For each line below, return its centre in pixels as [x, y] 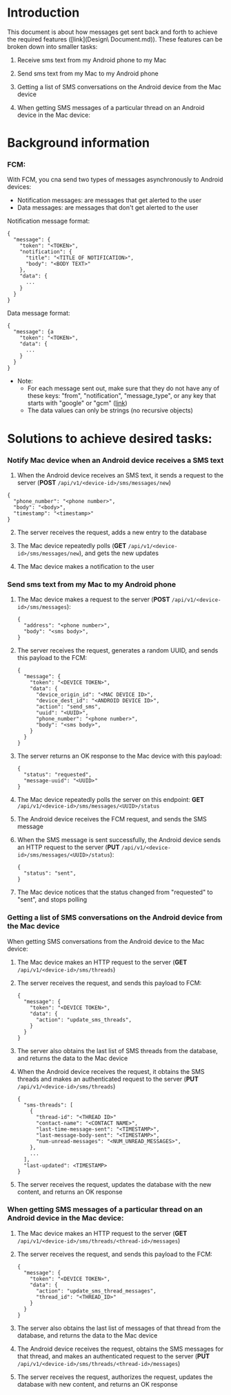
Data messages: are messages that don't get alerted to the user [108, 208]
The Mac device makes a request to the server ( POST [93, 599]
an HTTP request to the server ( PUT [68, 847]
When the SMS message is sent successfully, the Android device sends [119, 840]
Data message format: [39, 313]
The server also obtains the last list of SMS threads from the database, [118, 1050]
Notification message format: [49, 221]
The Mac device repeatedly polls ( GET [72, 545]
